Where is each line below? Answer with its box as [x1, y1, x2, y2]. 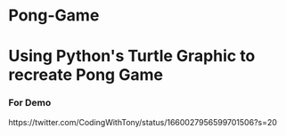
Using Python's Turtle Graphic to [8, 46, 256, 67]
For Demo [8, 97, 52, 109]
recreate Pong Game [8, 65, 164, 85]
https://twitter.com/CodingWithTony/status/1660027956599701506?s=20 [8, 116, 278, 127]
